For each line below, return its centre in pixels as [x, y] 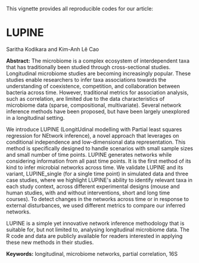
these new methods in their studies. [50, 242]
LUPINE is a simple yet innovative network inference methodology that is [95, 223]
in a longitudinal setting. [35, 117]
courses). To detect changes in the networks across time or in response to [98, 199]
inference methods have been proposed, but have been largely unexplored [98, 111]
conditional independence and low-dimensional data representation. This [96, 142]
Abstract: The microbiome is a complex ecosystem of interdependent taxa [98, 61]
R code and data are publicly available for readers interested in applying [94, 236]
